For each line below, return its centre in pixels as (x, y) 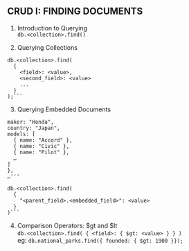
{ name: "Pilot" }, (42, 152)
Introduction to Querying (52, 28)
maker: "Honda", (30, 122)
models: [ (21, 134)
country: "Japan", (34, 128)
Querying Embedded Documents (64, 109)
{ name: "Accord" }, (43, 140)
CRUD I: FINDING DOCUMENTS (75, 11)
